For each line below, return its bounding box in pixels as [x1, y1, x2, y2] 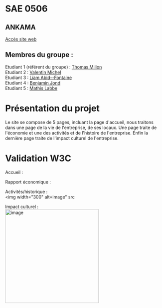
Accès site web [5, 36, 37, 42]
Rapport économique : [5, 178, 51, 185]
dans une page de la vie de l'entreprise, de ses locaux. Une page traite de [5, 124, 157, 130]
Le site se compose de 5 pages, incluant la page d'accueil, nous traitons [5, 119, 154, 125]
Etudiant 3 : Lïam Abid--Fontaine [5, 74, 72, 80]
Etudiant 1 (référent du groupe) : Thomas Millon [5, 63, 102, 70]
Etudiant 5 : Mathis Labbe [5, 85, 58, 91]
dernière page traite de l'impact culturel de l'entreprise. [5, 135, 119, 141]
